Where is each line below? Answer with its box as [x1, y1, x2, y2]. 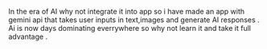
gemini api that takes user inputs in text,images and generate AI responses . [8, 15, 260, 24]
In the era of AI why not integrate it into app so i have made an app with [8, 7, 245, 16]
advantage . [8, 32, 48, 41]
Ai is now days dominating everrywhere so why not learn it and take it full [8, 24, 252, 32]
